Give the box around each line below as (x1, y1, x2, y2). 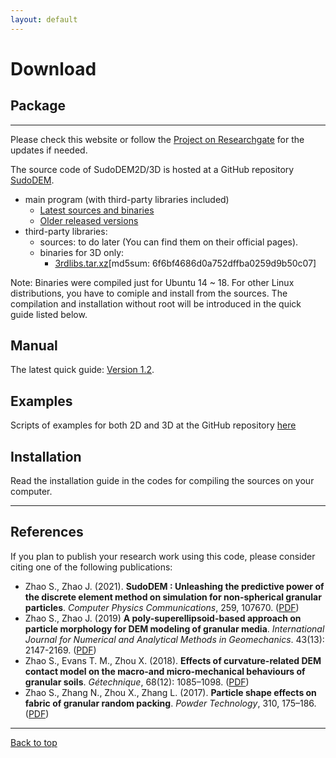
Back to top (10, 736, 58, 748)
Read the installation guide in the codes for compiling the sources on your (10, 475, 315, 487)
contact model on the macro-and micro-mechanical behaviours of (24, 665, 306, 677)
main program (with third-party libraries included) (24, 193, 230, 205)
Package (10, 97, 67, 115)
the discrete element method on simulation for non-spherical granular (24, 591, 322, 603)
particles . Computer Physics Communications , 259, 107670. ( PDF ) (24, 601, 300, 613)
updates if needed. (10, 144, 88, 156)
